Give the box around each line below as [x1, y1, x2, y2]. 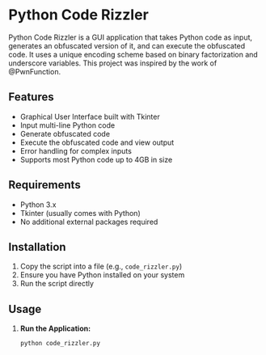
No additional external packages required [19, 217, 158, 226]
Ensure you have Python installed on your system [19, 270, 185, 280]
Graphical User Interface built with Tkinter [19, 112, 160, 121]
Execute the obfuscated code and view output [19, 137, 175, 147]
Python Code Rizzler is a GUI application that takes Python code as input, [8, 32, 253, 42]
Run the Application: [19, 323, 91, 333]
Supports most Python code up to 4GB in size [19, 154, 173, 164]
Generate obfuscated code [19, 129, 111, 138]
